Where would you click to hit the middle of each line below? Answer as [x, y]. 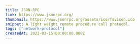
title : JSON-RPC [22, 10]
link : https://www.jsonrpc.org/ [39, 15]
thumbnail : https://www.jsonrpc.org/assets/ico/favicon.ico [70, 19]
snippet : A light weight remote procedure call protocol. [68, 24]
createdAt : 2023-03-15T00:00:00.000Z [45, 33]
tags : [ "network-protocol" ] [35, 29]
